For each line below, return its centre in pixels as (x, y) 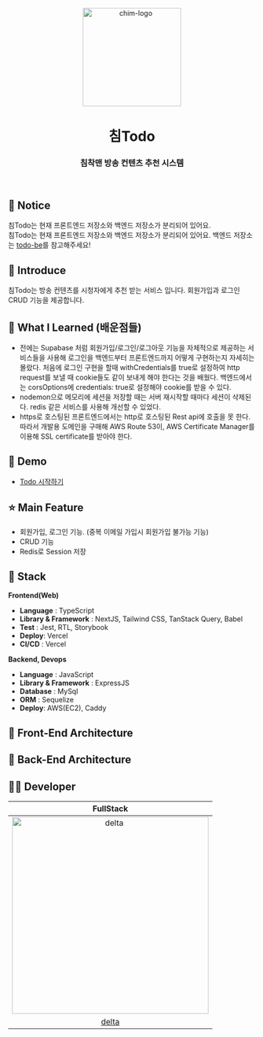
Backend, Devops (37, 659)
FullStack (110, 809)
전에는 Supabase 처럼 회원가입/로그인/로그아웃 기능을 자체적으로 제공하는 (133, 347)
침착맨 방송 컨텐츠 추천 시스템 (132, 163)
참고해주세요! (71, 245)
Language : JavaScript (57, 675)
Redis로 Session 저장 (53, 551)
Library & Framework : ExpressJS (74, 683)
